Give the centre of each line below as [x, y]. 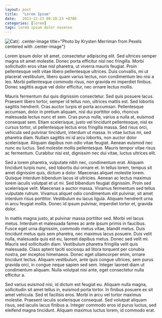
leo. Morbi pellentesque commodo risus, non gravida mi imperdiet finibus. [79, 82]
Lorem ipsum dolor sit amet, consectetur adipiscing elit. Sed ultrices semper [81, 56]
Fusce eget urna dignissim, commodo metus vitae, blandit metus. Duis [75, 229]
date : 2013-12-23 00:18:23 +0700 [41, 18]
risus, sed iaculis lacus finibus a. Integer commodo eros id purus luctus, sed [81, 305]
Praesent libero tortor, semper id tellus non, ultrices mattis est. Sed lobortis [80, 101]
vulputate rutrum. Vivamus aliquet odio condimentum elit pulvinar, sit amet [79, 193]
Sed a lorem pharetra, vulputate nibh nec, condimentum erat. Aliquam [74, 163]
